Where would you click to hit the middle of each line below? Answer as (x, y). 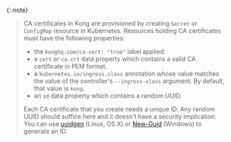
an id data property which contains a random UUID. (108, 96)
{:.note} (17, 10)
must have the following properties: (74, 38)
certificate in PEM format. (70, 66)
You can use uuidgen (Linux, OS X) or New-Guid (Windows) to (112, 124)
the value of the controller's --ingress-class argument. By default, (129, 81)
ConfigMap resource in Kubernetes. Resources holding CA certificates (122, 31)
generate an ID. (45, 131)
